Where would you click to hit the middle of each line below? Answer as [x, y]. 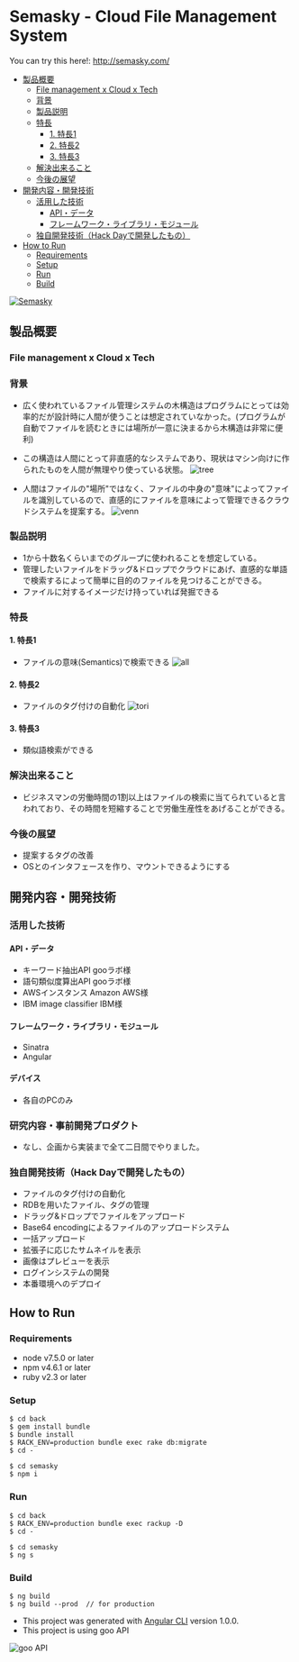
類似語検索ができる [58, 750]
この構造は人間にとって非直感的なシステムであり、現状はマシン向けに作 [156, 458]
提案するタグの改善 [58, 855]
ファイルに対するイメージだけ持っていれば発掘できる [121, 591]
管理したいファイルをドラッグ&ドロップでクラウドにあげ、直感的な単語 [155, 568]
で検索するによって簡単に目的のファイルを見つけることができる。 [145, 580]
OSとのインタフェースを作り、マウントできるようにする [126, 866]
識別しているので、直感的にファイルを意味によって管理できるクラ [160, 500]
